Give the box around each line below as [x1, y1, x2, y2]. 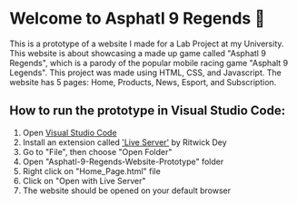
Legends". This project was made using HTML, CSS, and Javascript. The [9, 67, 282, 78]
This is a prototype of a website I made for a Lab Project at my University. [9, 38, 284, 49]
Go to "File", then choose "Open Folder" [22, 146, 173, 157]
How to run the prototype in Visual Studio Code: [9, 103, 286, 119]
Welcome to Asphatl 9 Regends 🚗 [9, 8, 266, 29]
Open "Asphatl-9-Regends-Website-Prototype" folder [22, 156, 224, 167]
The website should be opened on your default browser [22, 185, 232, 196]
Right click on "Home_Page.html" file [22, 165, 161, 176]
